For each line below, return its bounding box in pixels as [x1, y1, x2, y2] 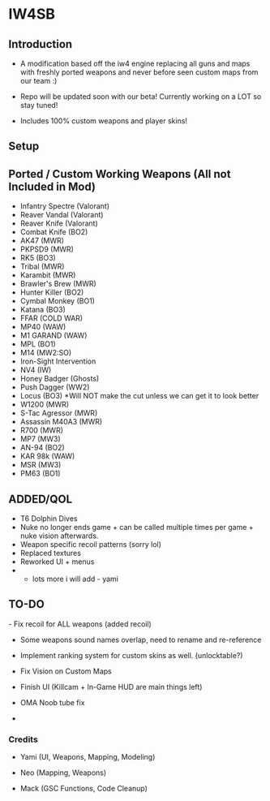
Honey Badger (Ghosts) [19, 374, 100, 384]
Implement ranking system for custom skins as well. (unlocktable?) [19, 650, 243, 660]
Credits [8, 734, 38, 745]
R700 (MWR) [19, 425, 63, 435]
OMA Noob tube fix [19, 697, 85, 707]
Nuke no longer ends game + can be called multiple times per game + [19, 523, 254, 532]
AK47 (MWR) [19, 236, 65, 246]
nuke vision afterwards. [19, 531, 99, 540]
